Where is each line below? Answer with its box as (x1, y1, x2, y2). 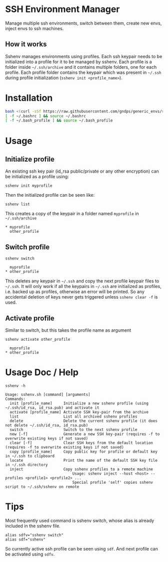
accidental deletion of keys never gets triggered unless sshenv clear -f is (5, 294, 158, 300)
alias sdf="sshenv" (5, 537, 46, 542)
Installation (5, 92, 53, 103)
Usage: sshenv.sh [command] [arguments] (5, 392, 91, 397)
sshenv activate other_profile (5, 337, 70, 342)
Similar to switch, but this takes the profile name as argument (5, 327, 131, 333)
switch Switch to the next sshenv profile (9, 427, 137, 432)
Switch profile (5, 242, 50, 251)
